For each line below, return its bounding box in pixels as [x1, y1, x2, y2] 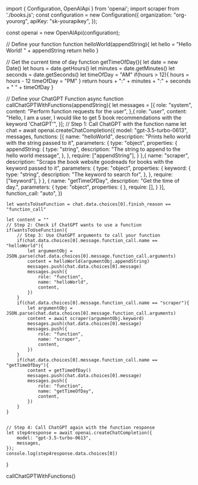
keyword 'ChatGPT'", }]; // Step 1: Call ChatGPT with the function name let [6, 121, 187, 127]
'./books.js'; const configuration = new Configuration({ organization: [6, 11, 173, 18]
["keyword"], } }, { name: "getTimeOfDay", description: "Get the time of [6, 177, 180, 184]
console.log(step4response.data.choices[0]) [6, 451, 118, 457]
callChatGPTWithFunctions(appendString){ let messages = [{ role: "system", [6, 102, 193, 109]
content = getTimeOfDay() [27, 367, 92, 373]
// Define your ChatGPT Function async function [6, 95, 124, 102]
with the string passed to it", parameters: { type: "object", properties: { [6, 140, 178, 146]
